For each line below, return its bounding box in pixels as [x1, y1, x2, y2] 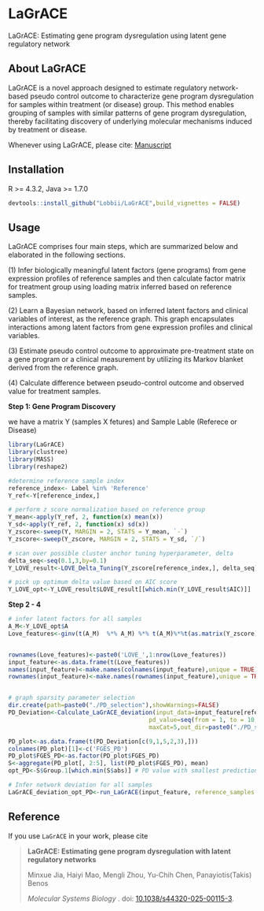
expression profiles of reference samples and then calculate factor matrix [8, 273, 246, 284]
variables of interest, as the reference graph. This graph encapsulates [8, 314, 234, 324]
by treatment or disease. [8, 125, 88, 134]
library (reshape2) [8, 463, 68, 470]
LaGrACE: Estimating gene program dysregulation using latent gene [8, 31, 226, 40]
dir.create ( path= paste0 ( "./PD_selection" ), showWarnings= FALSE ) [8, 701, 220, 709]
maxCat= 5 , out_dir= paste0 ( [148, 723, 234, 731]
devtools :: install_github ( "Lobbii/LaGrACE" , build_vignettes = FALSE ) [8, 199, 241, 207]
